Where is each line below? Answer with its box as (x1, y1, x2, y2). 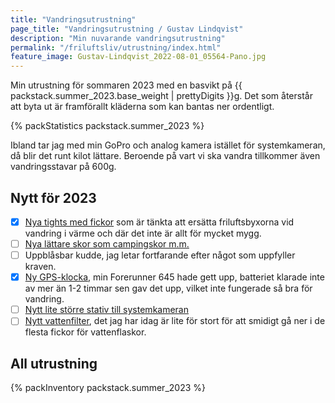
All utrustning (10, 355, 98, 372)
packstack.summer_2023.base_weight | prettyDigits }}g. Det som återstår (10, 90, 313, 102)
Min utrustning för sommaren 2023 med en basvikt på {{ (10, 79, 243, 91)
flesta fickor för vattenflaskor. (24, 326, 147, 338)
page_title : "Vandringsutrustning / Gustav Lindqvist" (10, 24, 244, 34)
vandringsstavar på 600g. (10, 161, 117, 173)
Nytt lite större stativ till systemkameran (24, 304, 190, 316)
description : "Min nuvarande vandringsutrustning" (10, 33, 226, 43)
